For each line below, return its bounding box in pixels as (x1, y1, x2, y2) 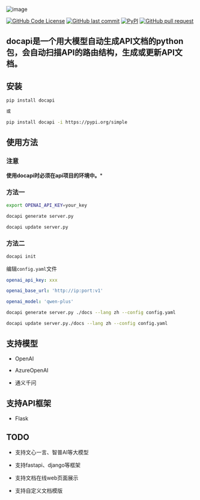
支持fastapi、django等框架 (14, 461, 81, 469)
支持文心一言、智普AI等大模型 (14, 449, 89, 456)
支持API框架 (6, 398, 52, 409)
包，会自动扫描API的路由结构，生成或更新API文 (6, 48, 183, 58)
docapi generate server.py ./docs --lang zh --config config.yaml (6, 310, 176, 316)
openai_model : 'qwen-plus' (6, 298, 74, 305)
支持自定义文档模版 (14, 487, 63, 495)
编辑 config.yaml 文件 (6, 265, 57, 272)
